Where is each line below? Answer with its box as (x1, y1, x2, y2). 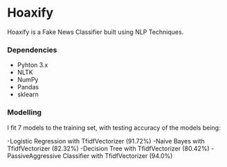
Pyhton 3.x (17, 61, 48, 69)
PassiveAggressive (7, 151, 62, 160)
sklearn (17, 90, 39, 98)
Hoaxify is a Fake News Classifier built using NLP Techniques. (7, 28, 184, 36)
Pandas (17, 83, 39, 91)
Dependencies (7, 45, 57, 55)
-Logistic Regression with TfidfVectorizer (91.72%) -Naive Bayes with (7, 137, 206, 145)
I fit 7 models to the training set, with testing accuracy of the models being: (7, 123, 221, 132)
